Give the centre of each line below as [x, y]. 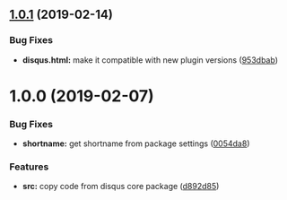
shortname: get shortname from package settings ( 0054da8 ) [136, 143]
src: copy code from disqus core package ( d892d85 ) [121, 187]
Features [29, 167]
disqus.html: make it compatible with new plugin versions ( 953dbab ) [150, 60]
